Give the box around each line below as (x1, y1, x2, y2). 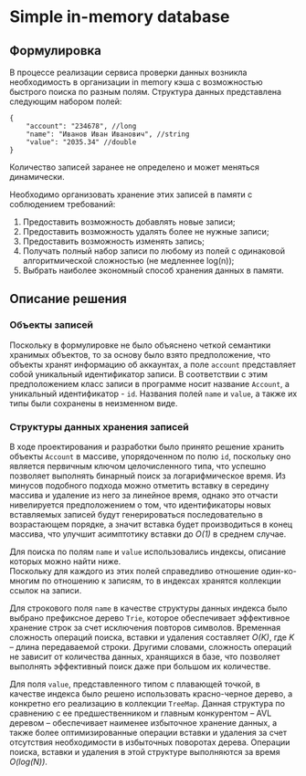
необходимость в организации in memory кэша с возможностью (9, 77, 263, 88)
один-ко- (260, 565, 297, 576)
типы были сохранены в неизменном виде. (9, 397, 178, 408)
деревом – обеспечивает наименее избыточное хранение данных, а (9, 717, 278, 728)
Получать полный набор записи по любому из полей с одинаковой (22, 246, 286, 257)
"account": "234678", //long (26, 121, 137, 131)
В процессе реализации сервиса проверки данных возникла (9, 67, 248, 78)
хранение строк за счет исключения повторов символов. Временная (9, 622, 281, 633)
